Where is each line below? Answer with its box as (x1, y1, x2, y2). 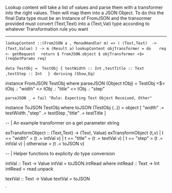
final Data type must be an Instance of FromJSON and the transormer (5, 15, 152, 21)
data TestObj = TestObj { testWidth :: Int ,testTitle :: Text (5, 66, 144, 71)
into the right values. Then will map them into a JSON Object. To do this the (5, 10, 164, 16)
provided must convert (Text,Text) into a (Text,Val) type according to (5, 20, 150, 27)
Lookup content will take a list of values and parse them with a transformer (5, 5, 163, 10)
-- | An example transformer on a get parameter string (5, 120, 119, 126)
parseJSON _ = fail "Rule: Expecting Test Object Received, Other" (5, 95, 153, 101)
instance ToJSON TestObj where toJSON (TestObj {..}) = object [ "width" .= (5, 105, 165, 110)
